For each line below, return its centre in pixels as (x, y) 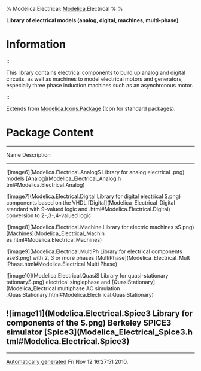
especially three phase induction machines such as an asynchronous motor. (100, 85)
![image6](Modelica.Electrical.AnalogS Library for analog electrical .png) (95, 172)
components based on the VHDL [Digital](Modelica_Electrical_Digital (91, 202)
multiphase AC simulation (89, 288)
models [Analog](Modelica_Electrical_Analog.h (64, 178)
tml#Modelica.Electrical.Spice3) (68, 341)
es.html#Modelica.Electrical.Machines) (54, 239)
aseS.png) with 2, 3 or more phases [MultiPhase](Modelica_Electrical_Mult (98, 257)
